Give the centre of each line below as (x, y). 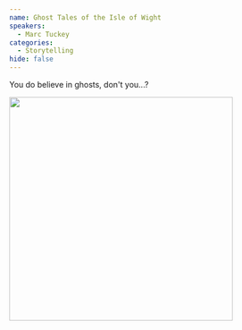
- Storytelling (46, 51)
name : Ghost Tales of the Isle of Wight (86, 17)
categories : (31, 42)
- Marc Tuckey (43, 34)
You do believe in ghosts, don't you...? (79, 85)
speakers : (28, 26)
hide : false (31, 59)
